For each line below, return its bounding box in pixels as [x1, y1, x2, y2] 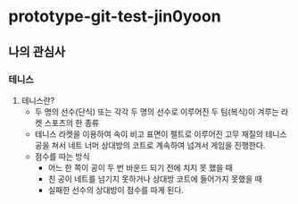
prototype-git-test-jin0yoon [8, 6, 221, 27]
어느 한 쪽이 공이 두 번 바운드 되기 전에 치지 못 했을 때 [47, 162, 233, 173]
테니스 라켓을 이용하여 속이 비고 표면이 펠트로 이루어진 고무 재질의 [34, 128, 264, 140]
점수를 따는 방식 [34, 150, 90, 162]
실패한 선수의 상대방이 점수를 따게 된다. [47, 184, 185, 195]
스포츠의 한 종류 [44, 117, 100, 128]
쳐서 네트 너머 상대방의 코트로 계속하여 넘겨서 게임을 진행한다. [51, 140, 266, 150]
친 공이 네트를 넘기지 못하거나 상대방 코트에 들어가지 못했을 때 [47, 173, 262, 184]
